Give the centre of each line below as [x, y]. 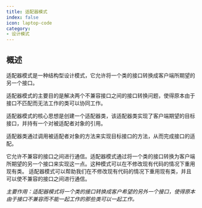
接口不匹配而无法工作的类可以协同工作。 [56, 103]
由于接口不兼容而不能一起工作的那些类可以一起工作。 [72, 199]
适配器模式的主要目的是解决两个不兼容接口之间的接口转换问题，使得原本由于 [101, 95]
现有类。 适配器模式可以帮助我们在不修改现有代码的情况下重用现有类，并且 [99, 171]
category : [19, 28]
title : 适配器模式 [27, 12]
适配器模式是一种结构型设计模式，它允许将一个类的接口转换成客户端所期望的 [101, 75]
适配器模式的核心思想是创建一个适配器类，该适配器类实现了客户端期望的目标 [101, 116]
